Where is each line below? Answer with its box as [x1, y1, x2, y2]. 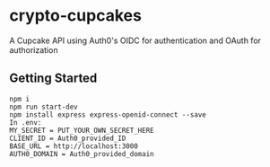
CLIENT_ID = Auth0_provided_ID [9, 134, 126, 143]
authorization [9, 44, 58, 55]
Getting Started [9, 71, 98, 86]
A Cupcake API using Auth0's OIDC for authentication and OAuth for [9, 35, 262, 46]
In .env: [9, 118, 42, 127]
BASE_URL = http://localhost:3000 [9, 141, 139, 151]
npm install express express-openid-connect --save [9, 110, 206, 119]
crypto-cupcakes [9, 5, 142, 26]
